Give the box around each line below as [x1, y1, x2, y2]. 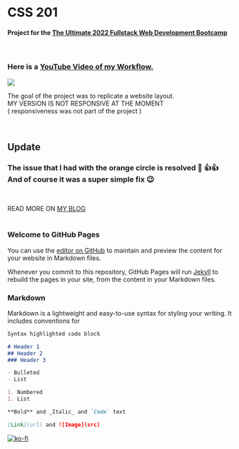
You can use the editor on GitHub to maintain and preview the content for [7, 246, 223, 254]
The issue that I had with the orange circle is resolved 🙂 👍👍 [7, 163, 219, 172]
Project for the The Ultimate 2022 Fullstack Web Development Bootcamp [7, 28, 228, 36]
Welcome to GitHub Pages [7, 229, 100, 239]
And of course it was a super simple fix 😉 [7, 175, 155, 184]
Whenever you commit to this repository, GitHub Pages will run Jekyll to [7, 267, 219, 276]
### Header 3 [7, 356, 46, 363]
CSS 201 [7, 4, 59, 21]
